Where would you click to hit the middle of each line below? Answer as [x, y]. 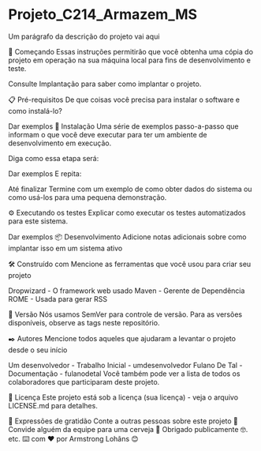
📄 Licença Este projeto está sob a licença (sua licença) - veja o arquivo [123, 397]
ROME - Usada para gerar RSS [58, 299]
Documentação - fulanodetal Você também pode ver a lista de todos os [124, 374]
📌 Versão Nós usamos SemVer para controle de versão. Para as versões [125, 314]
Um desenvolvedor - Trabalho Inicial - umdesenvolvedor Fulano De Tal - [125, 365]
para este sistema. [38, 221]
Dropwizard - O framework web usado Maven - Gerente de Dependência [127, 291]
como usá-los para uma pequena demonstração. [88, 197]
